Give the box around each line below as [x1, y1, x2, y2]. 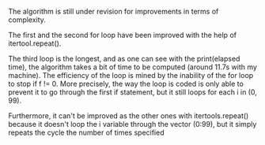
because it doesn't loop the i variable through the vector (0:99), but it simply [8, 120, 257, 128]
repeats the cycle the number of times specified [8, 128, 165, 137]
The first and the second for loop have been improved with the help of [8, 31, 237, 39]
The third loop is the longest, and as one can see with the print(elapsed [8, 54, 240, 63]
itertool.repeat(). [8, 39, 62, 48]
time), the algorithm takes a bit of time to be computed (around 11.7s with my [8, 62, 257, 72]
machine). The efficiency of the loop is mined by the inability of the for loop [8, 71, 254, 80]
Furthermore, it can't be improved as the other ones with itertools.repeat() [8, 111, 249, 121]
